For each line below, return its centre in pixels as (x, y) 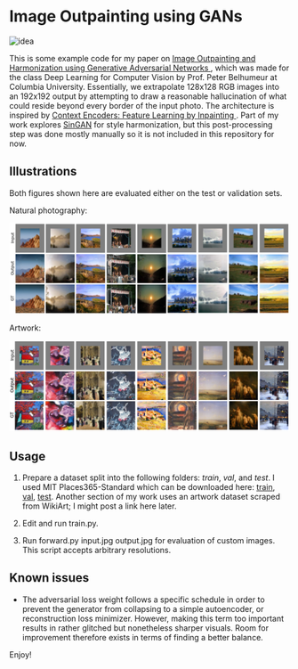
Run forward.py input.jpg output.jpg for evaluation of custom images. (149, 541)
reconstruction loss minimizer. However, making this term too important (153, 618)
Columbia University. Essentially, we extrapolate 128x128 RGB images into (145, 86)
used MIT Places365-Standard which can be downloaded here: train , (149, 487)
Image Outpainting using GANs (126, 16)
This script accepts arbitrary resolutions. (97, 551)
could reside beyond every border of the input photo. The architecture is (142, 105)
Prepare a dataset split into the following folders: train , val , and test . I (149, 477)
